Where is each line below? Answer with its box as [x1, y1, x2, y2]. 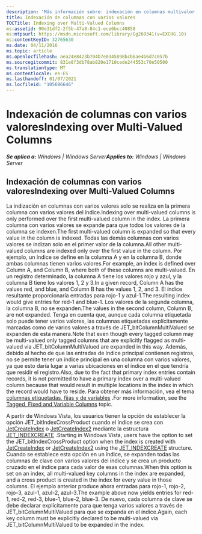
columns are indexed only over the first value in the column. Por [24, 247, 182, 254]
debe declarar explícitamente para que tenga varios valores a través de [6, 501, 183, 509]
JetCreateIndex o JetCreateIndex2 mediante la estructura [6, 425, 149, 432]
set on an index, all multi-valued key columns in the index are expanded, [6, 470, 185, 477]
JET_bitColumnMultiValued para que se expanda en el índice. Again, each [6, 508, 188, 515]
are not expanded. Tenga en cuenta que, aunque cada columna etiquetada [6, 311, 191, 318]
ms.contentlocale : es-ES [6, 70, 69, 76]
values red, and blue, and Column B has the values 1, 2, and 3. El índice [6, 285, 182, 293]
